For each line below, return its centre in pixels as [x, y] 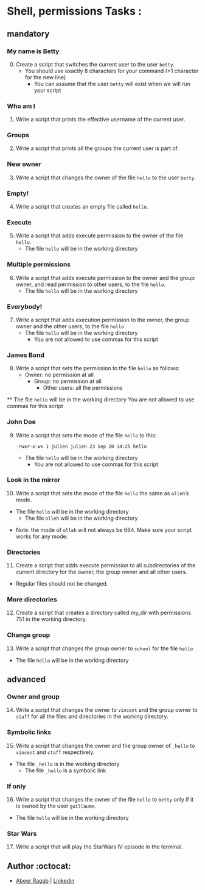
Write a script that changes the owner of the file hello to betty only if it [105, 800]
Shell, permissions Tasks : [75, 11]
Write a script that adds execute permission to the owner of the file [99, 235]
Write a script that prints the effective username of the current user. [100, 120]
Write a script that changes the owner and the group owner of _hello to [105, 745]
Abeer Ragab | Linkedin [45, 881]
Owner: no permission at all [59, 375]
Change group [29, 635]
